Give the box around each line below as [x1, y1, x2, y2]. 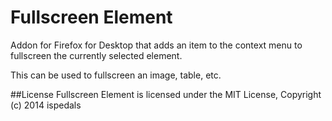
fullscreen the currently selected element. [10, 49, 183, 61]
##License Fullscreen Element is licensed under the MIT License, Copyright [10, 88, 322, 100]
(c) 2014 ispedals [10, 99, 82, 111]
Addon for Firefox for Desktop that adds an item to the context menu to [10, 39, 303, 51]
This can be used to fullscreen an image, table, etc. [10, 69, 222, 81]
